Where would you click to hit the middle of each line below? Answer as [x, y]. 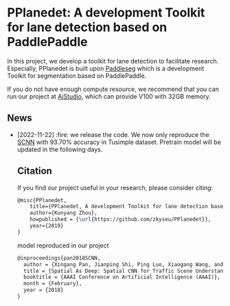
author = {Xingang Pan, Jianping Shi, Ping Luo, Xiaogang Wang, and [124, 264]
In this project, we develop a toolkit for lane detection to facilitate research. [113, 61]
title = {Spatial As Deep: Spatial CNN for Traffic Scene [108, 271]
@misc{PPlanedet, [42, 200]
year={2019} [47, 226]
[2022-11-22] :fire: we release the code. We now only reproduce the [113, 134]
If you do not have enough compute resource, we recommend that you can [113, 89]
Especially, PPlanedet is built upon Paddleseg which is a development [106, 68]
